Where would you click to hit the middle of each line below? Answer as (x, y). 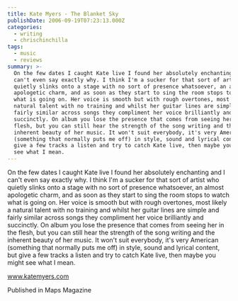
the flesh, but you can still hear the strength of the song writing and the (111, 232)
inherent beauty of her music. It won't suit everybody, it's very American (113, 240)
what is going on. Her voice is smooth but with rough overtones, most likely (117, 202)
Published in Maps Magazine (50, 290)
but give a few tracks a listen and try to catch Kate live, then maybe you (112, 255)
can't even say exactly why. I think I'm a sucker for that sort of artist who (113, 180)
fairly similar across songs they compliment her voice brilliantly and (106, 217)
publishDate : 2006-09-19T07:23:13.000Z (66, 21)
